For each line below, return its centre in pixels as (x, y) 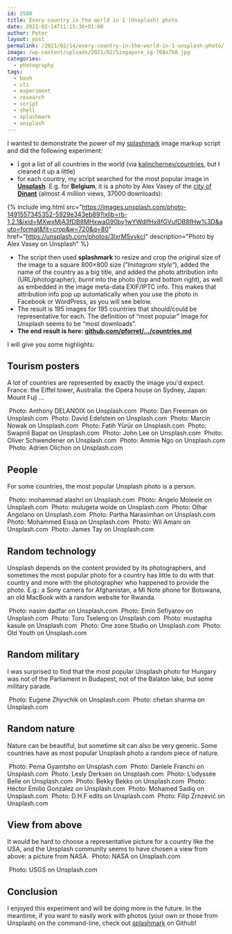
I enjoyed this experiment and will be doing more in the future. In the (105, 908)
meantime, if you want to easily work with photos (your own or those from (113, 916)
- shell (25, 110)
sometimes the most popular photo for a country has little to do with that (110, 575)
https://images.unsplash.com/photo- (134, 207)
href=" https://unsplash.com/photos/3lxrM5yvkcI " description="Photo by (111, 236)
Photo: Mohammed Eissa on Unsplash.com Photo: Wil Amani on (99, 522)
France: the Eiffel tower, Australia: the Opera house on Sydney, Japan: (107, 390)
